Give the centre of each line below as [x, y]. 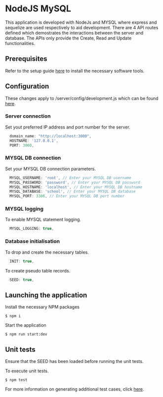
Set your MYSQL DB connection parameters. [51, 169]
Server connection [28, 116]
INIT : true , [22, 261]
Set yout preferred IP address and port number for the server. [68, 127]
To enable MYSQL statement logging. [43, 220]
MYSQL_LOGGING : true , [32, 229]
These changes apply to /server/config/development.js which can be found [82, 98]
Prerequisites [26, 59]
